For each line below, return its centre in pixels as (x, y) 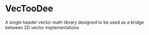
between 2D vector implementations (42, 27)
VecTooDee (29, 9)
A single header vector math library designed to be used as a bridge (75, 22)
